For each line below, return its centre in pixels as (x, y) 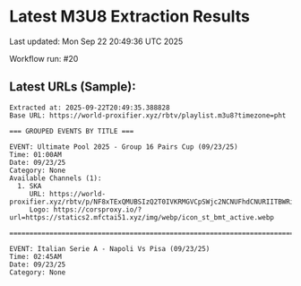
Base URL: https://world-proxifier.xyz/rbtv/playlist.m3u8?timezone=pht (148, 115)
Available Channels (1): (56, 178)
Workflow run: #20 (44, 58)
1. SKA (30, 186)
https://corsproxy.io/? (98, 209)
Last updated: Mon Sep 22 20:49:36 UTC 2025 (96, 41)
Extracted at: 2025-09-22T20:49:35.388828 (90, 108)
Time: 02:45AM (36, 256)
